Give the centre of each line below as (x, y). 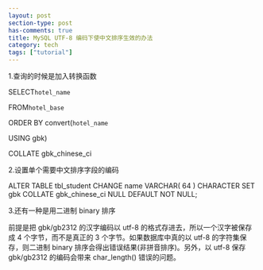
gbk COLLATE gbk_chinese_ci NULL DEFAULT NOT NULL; (103, 194)
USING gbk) (28, 138)
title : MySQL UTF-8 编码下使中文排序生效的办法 (81, 38)
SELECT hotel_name (39, 92)
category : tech (33, 45)
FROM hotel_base (37, 107)
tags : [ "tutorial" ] (41, 52)
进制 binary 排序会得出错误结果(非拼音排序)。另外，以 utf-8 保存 (141, 247)
